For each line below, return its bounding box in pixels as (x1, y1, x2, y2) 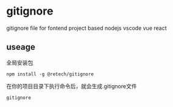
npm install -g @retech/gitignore (6, 71, 94, 77)
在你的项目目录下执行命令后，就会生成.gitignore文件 (6, 82, 137, 89)
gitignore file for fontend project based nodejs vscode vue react (6, 24, 167, 32)
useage (6, 42, 35, 52)
